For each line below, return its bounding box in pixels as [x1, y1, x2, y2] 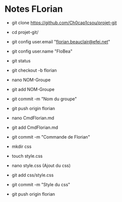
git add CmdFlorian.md [11, 124, 58, 130]
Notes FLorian [4, 3, 63, 15]
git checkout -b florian [11, 67, 57, 73]
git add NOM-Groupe [11, 86, 55, 92]
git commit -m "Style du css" [11, 181, 71, 187]
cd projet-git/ [11, 29, 39, 35]
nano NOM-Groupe [11, 77, 51, 83]
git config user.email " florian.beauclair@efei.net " [11, 38, 111, 45]
